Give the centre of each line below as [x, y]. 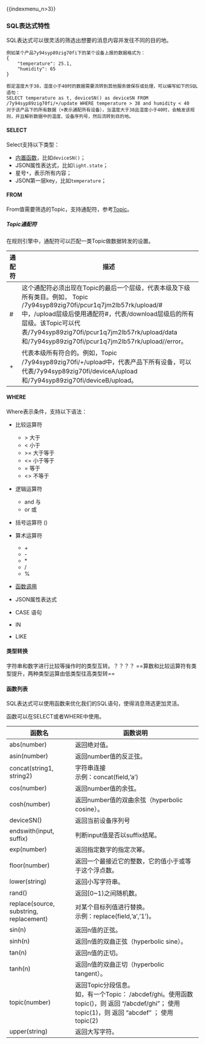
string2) [21, 776]
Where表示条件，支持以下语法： [47, 411]
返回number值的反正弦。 [111, 756]
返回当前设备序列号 [103, 821]
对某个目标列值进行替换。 [112, 907]
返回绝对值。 [94, 745]
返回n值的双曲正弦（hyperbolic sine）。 [131, 942]
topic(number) [30, 1002]
